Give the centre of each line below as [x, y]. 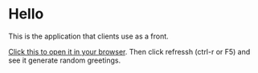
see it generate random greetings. [65, 60]
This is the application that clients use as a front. [88, 36]
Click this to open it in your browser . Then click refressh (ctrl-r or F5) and [129, 51]
